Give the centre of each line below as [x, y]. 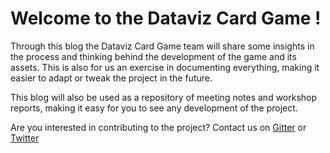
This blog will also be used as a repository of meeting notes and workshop [164, 97]
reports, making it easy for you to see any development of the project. [154, 108]
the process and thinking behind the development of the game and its [153, 56]
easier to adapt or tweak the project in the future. [111, 78]
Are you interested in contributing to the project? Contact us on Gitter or [158, 127]
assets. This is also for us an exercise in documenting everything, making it [165, 67]
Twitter [25, 138]
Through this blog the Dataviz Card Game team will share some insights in [162, 46]
